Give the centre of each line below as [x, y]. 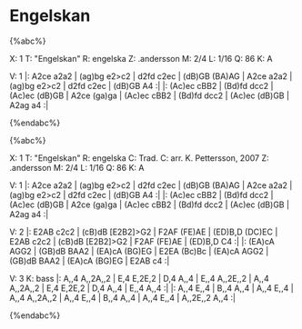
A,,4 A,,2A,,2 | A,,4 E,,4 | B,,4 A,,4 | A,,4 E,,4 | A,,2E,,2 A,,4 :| [123, 297]
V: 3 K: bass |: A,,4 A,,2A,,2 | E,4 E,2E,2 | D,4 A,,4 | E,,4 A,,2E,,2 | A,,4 [140, 278]
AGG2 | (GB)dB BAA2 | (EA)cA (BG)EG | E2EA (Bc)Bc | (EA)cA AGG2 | [139, 251]
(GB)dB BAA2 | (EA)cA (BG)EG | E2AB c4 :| [90, 261]
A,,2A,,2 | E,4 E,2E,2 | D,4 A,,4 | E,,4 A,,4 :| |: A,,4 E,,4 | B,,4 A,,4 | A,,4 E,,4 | [151, 288]
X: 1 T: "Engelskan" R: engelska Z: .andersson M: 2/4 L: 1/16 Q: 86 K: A [141, 58]
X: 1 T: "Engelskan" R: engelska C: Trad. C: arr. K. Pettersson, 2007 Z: [139, 158]
